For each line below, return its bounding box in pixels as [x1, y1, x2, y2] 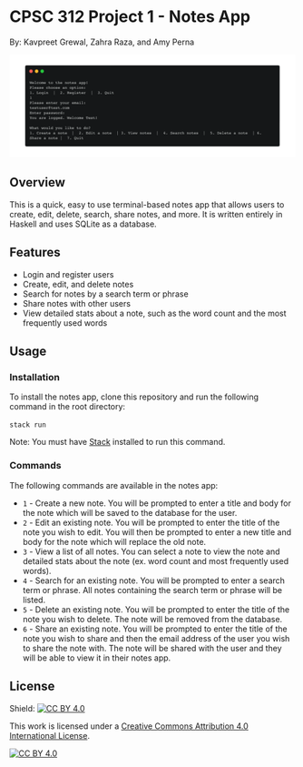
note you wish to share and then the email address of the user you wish [22, 632, 290, 643]
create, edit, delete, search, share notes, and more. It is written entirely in [9, 208, 283, 219]
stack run [9, 420, 47, 429]
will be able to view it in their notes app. [22, 652, 171, 663]
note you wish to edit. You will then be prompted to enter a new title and [22, 526, 292, 538]
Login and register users [22, 268, 114, 279]
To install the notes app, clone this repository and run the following [9, 391, 259, 402]
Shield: [9, 702, 35, 713]
